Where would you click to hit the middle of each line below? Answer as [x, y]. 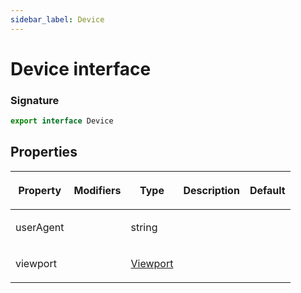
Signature [35, 100]
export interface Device [62, 121]
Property [40, 190]
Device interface [81, 68]
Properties [44, 152]
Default [267, 190]
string [144, 227]
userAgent [40, 227]
